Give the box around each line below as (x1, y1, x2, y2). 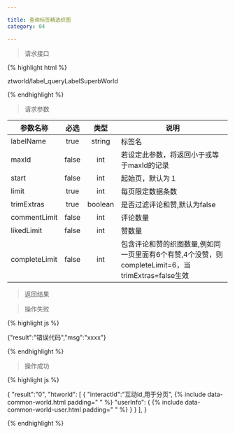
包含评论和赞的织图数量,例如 (120, 239, 215, 248)
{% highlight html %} (7, 63, 68, 71)
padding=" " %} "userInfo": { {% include (67, 398, 184, 406)
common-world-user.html (7, 405, 82, 414)
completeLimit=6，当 (120, 260, 191, 269)
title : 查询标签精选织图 (7, 16, 71, 23)
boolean (87, 199, 114, 209)
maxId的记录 (127, 160, 169, 170)
